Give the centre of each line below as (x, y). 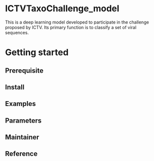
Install (15, 87)
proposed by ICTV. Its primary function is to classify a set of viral (71, 27)
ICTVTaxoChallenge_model (62, 9)
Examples (20, 104)
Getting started (37, 53)
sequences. (17, 32)
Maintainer (22, 137)
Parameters (23, 121)
